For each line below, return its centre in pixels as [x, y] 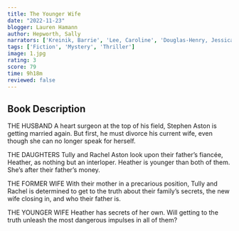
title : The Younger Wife [44, 14]
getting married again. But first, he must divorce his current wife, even [110, 134]
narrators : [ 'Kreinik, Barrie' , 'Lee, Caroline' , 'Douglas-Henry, [108, 41]
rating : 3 [22, 60]
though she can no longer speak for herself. [72, 141]
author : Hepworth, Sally [44, 34]
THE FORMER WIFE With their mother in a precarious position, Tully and [113, 184]
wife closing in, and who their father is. [64, 199]
